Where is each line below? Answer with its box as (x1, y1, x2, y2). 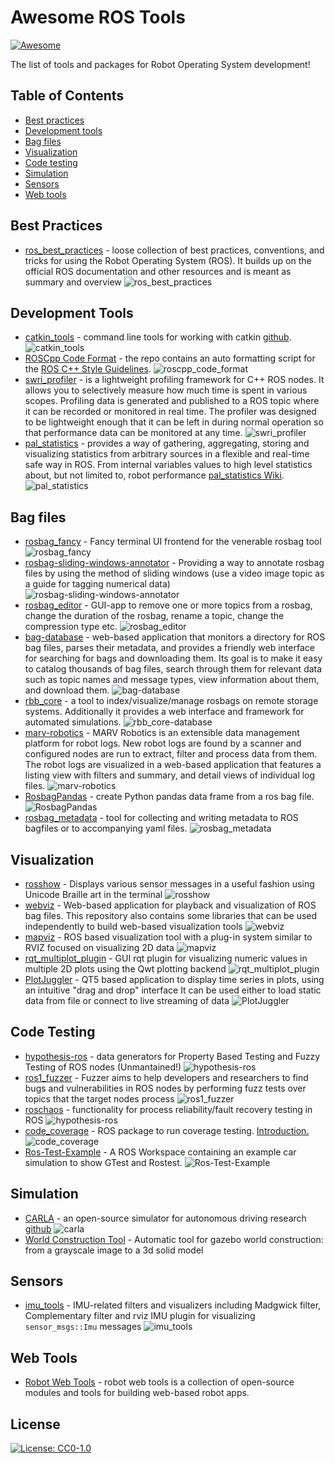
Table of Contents (10, 87, 125, 105)
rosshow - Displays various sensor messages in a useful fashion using (24, 878, 315, 890)
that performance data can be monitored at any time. (24, 427, 243, 439)
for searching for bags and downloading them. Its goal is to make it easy (24, 652, 323, 665)
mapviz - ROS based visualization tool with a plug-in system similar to (24, 931, 313, 943)
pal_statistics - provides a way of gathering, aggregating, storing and (24, 437, 310, 450)
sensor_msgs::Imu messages (24, 1321, 142, 1333)
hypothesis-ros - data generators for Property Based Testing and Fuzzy (24, 1050, 321, 1062)
